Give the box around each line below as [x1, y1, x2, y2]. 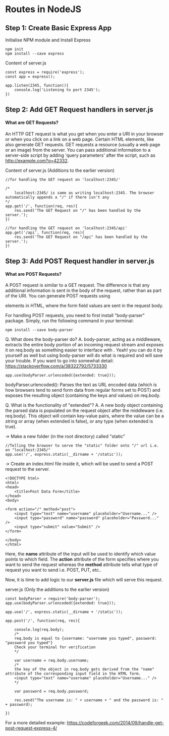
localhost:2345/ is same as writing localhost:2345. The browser [14, 190, 155, 195]
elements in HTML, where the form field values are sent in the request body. [5, 302, 163, 309]
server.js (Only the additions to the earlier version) [5, 586, 109, 593]
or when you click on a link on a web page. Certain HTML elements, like [5, 136, 154, 142]
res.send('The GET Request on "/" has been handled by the [14, 208, 141, 213]
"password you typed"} [5, 640, 53, 646]
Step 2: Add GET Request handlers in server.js [5, 105, 153, 114]
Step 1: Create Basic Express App [5, 24, 112, 32]
